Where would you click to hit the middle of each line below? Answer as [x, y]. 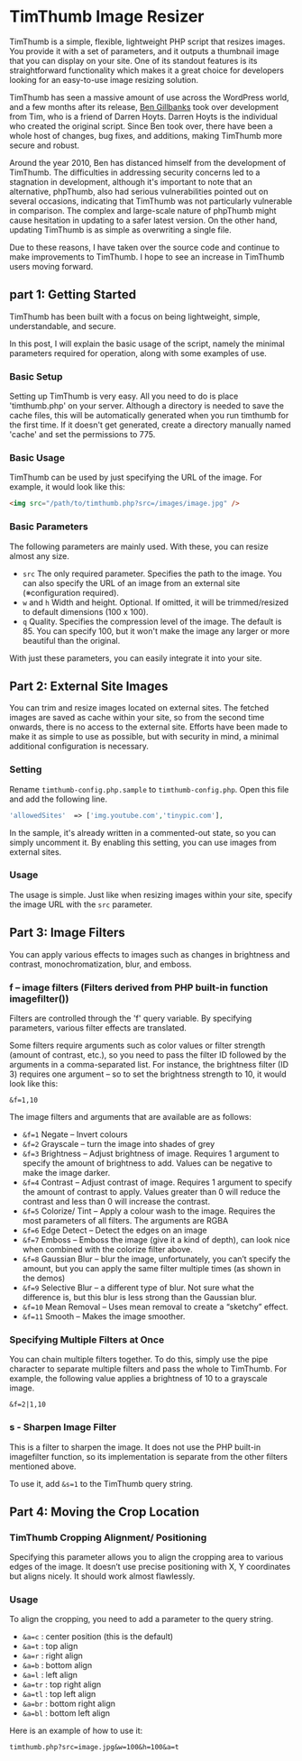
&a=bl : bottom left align [66, 1713]
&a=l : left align [50, 1675]
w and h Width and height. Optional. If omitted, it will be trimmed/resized [156, 602]
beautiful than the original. [71, 640]
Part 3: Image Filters [68, 933]
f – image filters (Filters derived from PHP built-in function [139, 987]
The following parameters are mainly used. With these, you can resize [139, 546]
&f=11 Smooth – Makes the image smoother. [104, 1316]
